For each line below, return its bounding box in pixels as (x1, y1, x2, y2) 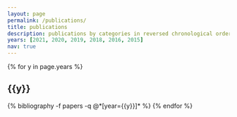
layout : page (7, 10, 46, 18)
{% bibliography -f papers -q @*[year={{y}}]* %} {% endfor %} (7, 101, 193, 110)
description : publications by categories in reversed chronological (7, 30, 213, 37)
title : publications (7, 23, 68, 30)
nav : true (7, 43, 37, 50)
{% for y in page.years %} (7, 63, 83, 70)
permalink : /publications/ (7, 17, 87, 24)
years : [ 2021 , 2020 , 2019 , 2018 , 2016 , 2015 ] (7, 37, 144, 44)
